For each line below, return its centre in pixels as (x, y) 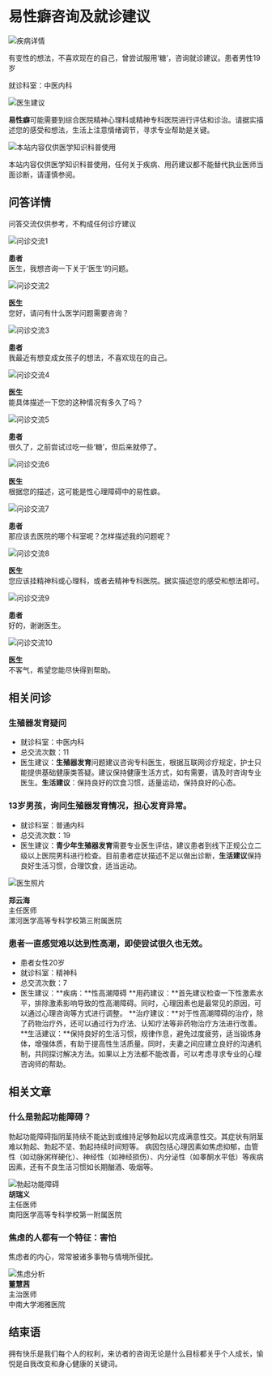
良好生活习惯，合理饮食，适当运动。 (81, 866)
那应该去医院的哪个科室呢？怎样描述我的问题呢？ (90, 535)
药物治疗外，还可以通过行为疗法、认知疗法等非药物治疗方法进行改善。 (144, 1024)
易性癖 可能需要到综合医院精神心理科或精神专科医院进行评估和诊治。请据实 (132, 119)
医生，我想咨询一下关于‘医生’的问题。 (71, 268)
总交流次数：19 (45, 835)
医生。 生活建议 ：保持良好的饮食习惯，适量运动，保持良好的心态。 (130, 783)
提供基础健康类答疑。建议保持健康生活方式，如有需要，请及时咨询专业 (144, 772)
